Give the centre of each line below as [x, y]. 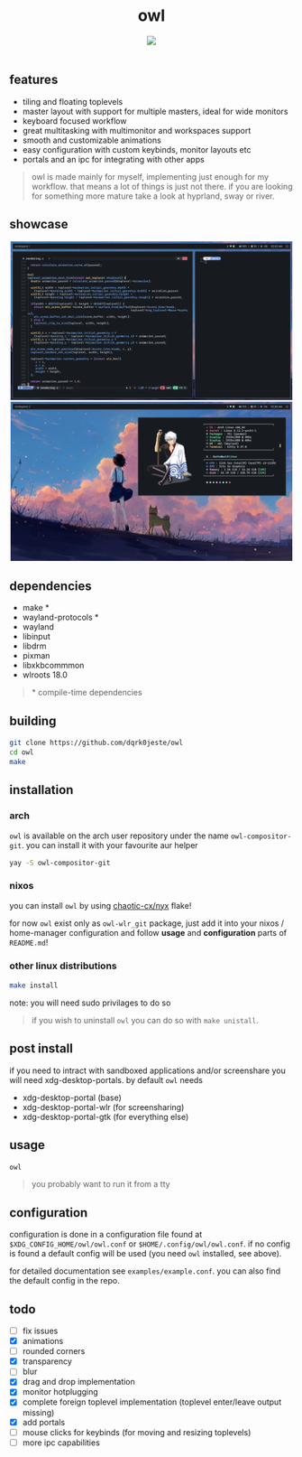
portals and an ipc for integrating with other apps [113, 159]
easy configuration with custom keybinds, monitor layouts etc [137, 149]
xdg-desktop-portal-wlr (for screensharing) [103, 1107]
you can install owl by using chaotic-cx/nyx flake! [101, 905]
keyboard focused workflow [74, 121]
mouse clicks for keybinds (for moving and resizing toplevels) [137, 1432]
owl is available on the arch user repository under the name [119, 836]
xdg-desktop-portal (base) [72, 1097]
